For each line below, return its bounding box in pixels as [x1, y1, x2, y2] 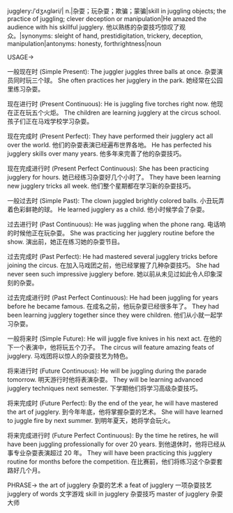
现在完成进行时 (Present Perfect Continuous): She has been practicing [7, 164, 209, 172]
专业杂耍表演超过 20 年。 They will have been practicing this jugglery [13, 449, 213, 456]
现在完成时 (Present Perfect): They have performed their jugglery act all [7, 132, 213, 140]
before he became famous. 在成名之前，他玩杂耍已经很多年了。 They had [7, 302, 220, 310]
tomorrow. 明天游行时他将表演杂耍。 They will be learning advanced [7, 376, 204, 383]
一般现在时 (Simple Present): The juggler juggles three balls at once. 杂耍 [7, 68, 218, 75]
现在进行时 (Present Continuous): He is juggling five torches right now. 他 [7, 100, 218, 107]
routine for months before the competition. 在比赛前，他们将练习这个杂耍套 [7, 457, 223, 466]
